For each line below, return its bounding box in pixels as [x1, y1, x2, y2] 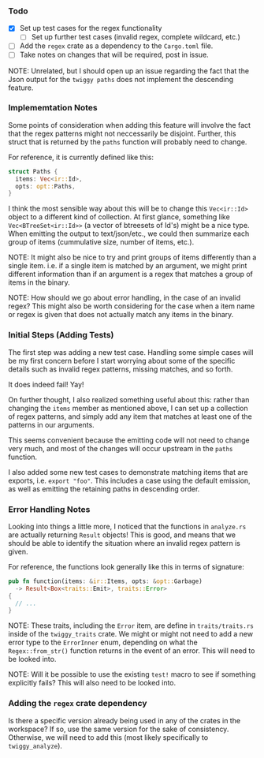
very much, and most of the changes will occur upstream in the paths [8, 443, 234, 453]
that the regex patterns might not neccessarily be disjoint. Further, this [8, 129, 236, 138]
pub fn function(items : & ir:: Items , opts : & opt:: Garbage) [8, 577, 203, 585]
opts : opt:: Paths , [15, 182, 76, 190]
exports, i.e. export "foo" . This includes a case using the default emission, [8, 476, 251, 485]
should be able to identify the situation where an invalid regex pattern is [8, 538, 240, 547]
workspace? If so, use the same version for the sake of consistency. [8, 724, 229, 734]
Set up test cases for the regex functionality [19, 24, 162, 33]
